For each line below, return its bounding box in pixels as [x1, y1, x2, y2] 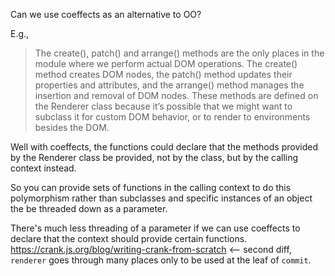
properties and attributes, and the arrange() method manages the [34, 79, 305, 91]
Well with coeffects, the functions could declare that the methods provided [10, 141, 318, 153]
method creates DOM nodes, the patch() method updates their [34, 69, 293, 80]
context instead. [10, 162, 77, 174]
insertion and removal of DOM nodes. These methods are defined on [34, 90, 319, 101]
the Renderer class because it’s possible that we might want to [34, 100, 293, 112]
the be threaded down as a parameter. [10, 203, 168, 214]
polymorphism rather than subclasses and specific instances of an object [10, 192, 313, 204]
